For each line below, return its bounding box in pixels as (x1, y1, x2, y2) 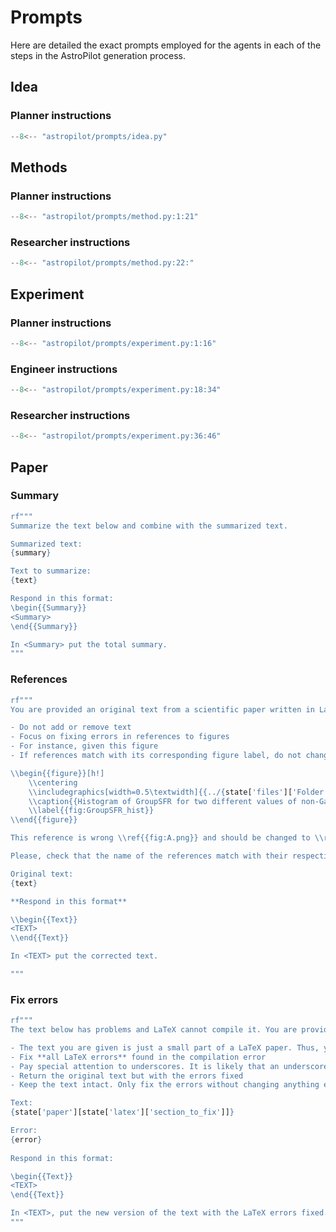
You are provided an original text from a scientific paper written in (10, 704, 315, 715)
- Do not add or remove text (10, 722, 132, 733)
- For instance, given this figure (10, 741, 159, 751)
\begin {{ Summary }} (10, 602, 87, 613)
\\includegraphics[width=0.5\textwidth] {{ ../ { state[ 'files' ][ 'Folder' (28, 787, 329, 797)
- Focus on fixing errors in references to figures (10, 732, 230, 742)
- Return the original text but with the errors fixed (10, 1071, 244, 1081)
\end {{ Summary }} (10, 621, 78, 631)
